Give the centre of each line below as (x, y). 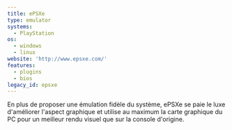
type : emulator (29, 20)
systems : (20, 26)
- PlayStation (34, 33)
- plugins (28, 72)
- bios (23, 78)
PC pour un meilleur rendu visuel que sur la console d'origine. (96, 120)
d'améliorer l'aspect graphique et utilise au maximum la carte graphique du (115, 112)
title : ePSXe (26, 14)
